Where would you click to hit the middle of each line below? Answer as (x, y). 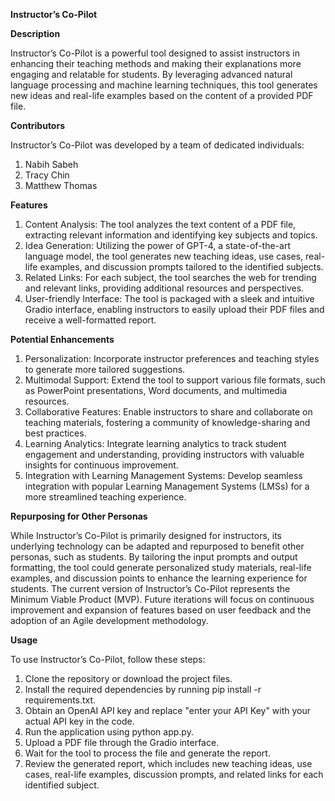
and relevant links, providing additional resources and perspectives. (164, 288)
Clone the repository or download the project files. (128, 678)
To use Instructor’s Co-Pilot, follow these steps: (108, 659)
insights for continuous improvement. (101, 465)
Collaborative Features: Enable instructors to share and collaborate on (168, 412)
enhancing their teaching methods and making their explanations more (156, 63)
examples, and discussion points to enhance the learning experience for (159, 578)
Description (35, 33)
